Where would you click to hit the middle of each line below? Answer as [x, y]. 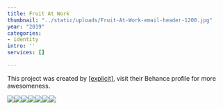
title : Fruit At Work [39, 14]
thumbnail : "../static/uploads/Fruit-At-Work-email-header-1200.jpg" [110, 20]
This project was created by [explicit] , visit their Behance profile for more [112, 78]
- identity [23, 40]
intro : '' [22, 46]
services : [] [26, 53]
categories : [24, 33]
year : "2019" [26, 26]
